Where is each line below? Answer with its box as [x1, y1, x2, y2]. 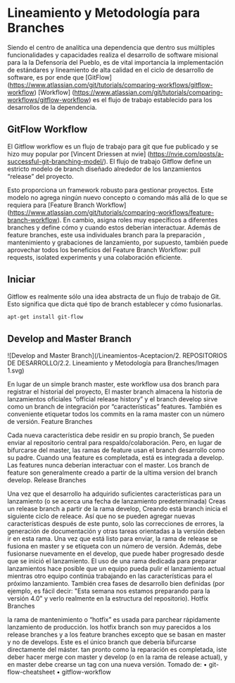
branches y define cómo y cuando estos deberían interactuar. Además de [7, 223, 221, 232]
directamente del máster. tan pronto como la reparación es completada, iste [7, 646, 227, 654]
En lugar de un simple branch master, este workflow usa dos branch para [7, 380, 220, 389]
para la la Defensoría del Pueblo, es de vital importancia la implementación [7, 58, 224, 66]
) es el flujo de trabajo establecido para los [89, 95, 212, 104]
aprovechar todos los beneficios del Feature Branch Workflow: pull [7, 245, 201, 254]
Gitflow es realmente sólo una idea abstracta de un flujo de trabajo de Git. [7, 292, 221, 301]
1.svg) [7, 366, 25, 375]
